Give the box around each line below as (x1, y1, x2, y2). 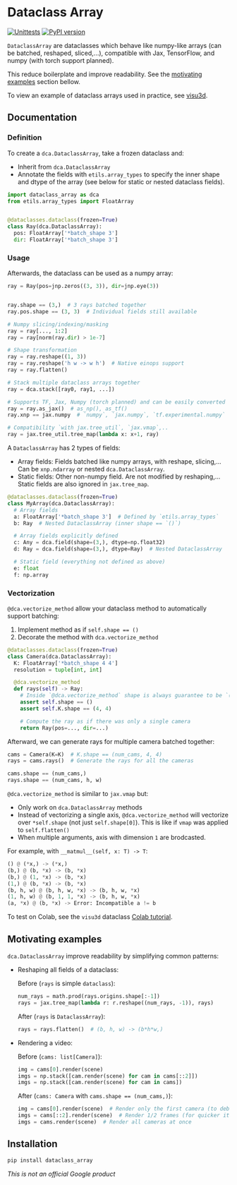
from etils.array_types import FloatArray (7, 198, 134, 205)
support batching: (7, 611, 59, 620)
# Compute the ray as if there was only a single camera (20, 718, 191, 725)
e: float (13, 565, 39, 572)
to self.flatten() (17, 826, 70, 834)
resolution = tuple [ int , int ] (13, 666, 102, 673)
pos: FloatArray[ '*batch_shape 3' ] (13, 230, 119, 237)
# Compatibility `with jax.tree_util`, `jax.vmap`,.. (7, 424, 169, 431)
